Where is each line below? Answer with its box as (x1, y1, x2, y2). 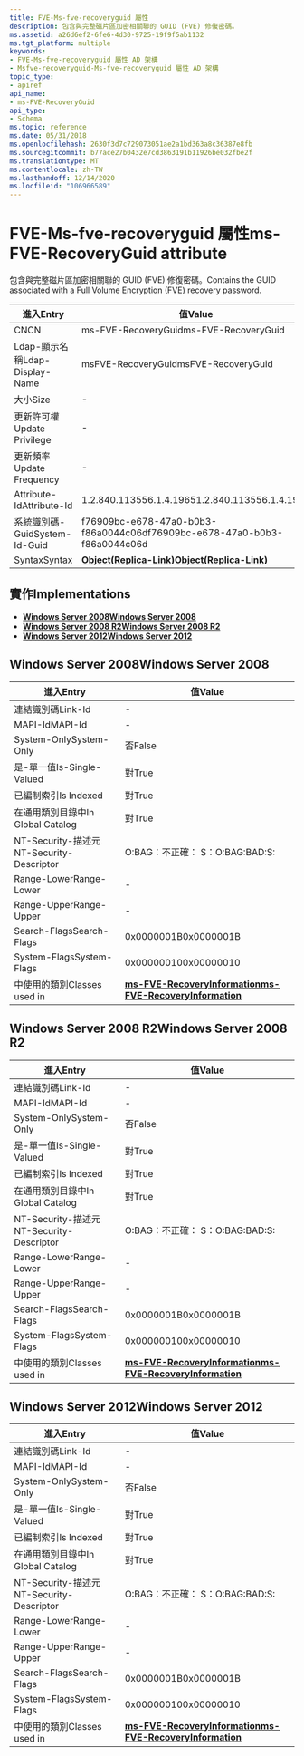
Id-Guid (14, 539, 48, 552)
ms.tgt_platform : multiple (9, 38, 111, 48)
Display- (14, 366, 52, 379)
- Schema (9, 114, 43, 123)
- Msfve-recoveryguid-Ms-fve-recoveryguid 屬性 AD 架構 (9, 64, 219, 73)
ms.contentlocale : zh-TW (9, 165, 103, 174)
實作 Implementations (9, 586, 131, 603)
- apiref (9, 81, 43, 90)
